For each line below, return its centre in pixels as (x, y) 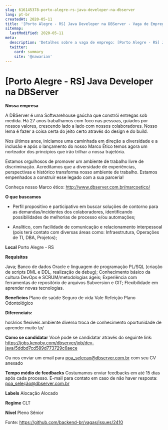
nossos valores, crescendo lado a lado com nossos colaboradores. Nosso (81, 126)
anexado (14, 363)
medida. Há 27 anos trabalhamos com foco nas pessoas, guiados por (77, 121)
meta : (11, 38)
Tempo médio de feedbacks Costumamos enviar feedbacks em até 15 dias (82, 373)
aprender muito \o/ (24, 328)
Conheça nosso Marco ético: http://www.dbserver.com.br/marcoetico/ (78, 187)
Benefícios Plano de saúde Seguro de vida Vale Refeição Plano (70, 298)
